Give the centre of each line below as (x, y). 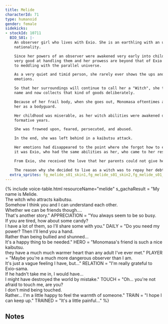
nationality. (28, 47)
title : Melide (20, 10)
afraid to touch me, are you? (34, 285)
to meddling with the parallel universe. (58, 66)
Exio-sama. (17, 269)
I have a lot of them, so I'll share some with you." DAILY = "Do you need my (82, 226)
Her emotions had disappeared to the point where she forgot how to (87, 147)
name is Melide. (21, 194)
